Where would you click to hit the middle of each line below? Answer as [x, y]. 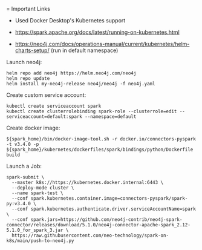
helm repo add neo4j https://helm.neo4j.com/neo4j [71, 73]
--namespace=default [110, 117]
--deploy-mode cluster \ [43, 188]
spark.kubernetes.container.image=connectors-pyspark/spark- [109, 199]
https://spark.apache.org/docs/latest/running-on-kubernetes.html [97, 32]
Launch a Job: [24, 166]
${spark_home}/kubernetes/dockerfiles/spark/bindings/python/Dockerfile [100, 150]
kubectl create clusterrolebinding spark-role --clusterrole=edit [92, 111]
